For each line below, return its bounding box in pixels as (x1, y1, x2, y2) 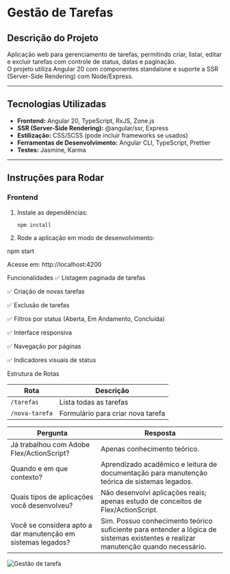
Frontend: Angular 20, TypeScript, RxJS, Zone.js (16, 117, 155, 125)
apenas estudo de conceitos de (100, 497, 202, 506)
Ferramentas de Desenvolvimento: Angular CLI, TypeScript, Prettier (16, 139, 211, 147)
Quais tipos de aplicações (10, 492, 94, 502)
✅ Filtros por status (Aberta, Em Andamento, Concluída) (7, 315, 166, 323)
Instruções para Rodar (7, 172, 104, 184)
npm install (16, 222, 51, 228)
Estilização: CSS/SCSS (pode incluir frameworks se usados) (16, 131, 188, 139)
